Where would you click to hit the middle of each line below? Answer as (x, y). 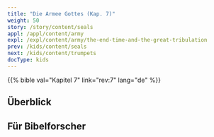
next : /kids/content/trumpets (52, 54)
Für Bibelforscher (47, 126)
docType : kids (28, 60)
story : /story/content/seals (50, 27)
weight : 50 (23, 20)
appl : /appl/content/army (45, 34)
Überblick (29, 102)
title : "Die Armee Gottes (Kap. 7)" (61, 14)
